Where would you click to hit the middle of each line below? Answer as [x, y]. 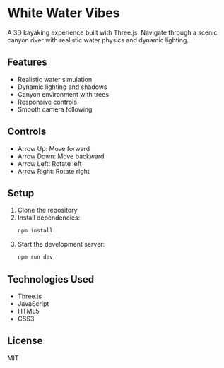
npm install [35, 231]
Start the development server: [61, 244]
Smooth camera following [55, 109]
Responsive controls [47, 102]
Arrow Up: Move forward [54, 148]
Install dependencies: [49, 218]
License [25, 341]
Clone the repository [47, 210]
